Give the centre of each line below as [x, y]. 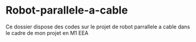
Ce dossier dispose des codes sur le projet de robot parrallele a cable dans [98, 27]
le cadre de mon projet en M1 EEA [47, 33]
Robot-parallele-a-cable [67, 10]
